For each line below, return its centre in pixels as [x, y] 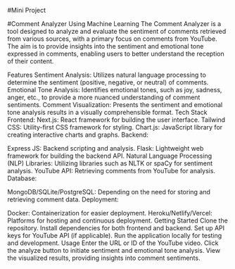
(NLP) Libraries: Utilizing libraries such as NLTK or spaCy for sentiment [110, 163]
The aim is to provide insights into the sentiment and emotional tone [106, 46]
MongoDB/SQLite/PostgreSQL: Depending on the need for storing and [109, 192]
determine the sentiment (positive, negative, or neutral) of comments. [108, 82]
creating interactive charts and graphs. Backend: [78, 134]
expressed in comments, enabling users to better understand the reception [116, 54]
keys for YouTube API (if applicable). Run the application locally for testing [115, 236]
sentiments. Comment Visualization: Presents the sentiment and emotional [115, 105]
